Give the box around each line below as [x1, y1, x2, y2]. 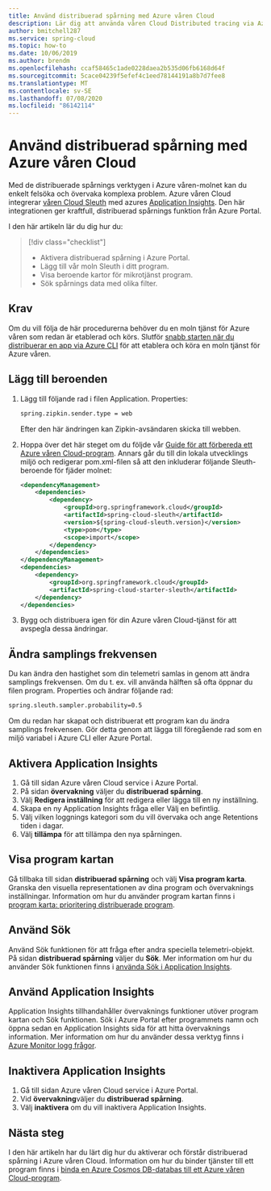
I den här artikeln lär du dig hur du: [8, 222, 123, 231]
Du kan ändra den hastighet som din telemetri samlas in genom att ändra [8, 668, 250, 678]
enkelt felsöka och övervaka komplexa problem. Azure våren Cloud [8, 189, 231, 198]
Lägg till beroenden [8, 373, 108, 386]
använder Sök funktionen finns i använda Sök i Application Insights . [8, 961, 232, 972]
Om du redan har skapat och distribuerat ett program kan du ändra [8, 716, 230, 726]
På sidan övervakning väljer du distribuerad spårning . [19, 786, 203, 796]
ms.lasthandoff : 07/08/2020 [8, 94, 103, 102]
